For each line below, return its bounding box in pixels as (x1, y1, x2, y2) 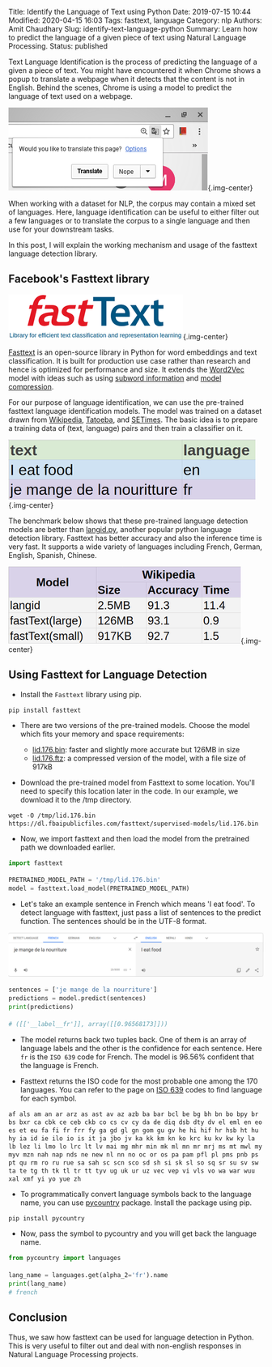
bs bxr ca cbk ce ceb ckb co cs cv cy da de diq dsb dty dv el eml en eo (8, 1118, 263, 1126)
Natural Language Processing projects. (8, 1349, 139, 1359)
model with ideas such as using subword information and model (8, 373, 222, 383)
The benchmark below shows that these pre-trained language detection (8, 516, 249, 526)
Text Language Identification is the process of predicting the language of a (8, 57, 257, 66)
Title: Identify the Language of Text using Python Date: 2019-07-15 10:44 (8, 7, 251, 16)
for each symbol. (19, 1093, 77, 1103)
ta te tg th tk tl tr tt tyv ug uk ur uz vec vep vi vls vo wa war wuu (8, 1166, 255, 1175)
